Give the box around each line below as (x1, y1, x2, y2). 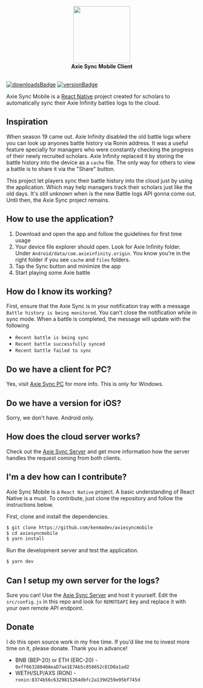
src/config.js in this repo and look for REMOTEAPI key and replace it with (6, 598, 186, 605)
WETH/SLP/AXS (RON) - (15, 669, 76, 676)
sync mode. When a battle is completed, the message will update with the (6, 315, 191, 323)
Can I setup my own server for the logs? (6, 575, 160, 586)
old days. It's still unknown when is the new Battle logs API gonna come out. (6, 190, 196, 197)
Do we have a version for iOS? (6, 398, 122, 408)
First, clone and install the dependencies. (6, 512, 109, 520)
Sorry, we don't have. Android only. (6, 414, 95, 422)
